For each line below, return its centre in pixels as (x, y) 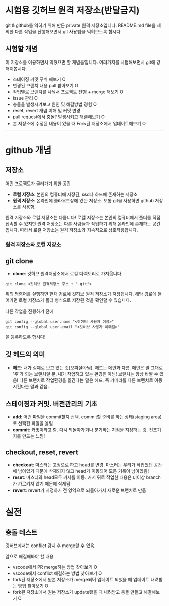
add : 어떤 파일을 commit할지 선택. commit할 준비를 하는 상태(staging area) (87, 417)
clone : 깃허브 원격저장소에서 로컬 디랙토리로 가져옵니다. (67, 274)
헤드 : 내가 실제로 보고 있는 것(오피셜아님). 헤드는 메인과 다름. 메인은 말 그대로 (88, 368)
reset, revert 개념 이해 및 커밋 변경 (47, 110)
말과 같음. (39, 387)
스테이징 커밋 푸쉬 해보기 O (39, 79)
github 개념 (28, 150)
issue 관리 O (25, 98)
